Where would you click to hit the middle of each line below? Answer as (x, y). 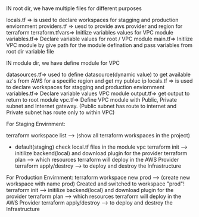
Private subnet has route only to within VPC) (60, 112)
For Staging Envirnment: (36, 124)
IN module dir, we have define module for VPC (63, 63)
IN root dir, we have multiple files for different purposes (74, 8)
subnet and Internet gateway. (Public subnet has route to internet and (91, 106)
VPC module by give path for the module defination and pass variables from (99, 45)
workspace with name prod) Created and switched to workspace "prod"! (95, 184)
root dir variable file (30, 52)
